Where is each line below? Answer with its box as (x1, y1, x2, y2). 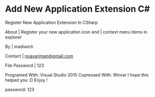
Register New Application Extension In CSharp (5, 19, 98, 25)
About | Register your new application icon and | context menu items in (5, 29, 148, 35)
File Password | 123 (5, 62, 44, 68)
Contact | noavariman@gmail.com (5, 53, 74, 59)
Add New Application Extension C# (5, 3, 150, 15)
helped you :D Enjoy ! (5, 77, 48, 83)
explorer (5, 34, 22, 40)
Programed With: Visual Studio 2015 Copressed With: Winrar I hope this (5, 72, 149, 78)
